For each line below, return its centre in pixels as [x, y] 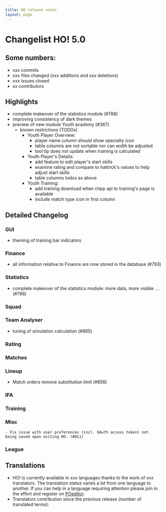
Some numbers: [30, 58]
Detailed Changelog [37, 215]
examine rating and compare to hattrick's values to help [92, 167]
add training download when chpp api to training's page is [95, 188]
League [14, 449]
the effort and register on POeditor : [48, 493]
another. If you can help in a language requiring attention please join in [85, 488]
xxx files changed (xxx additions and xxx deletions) [65, 75]
